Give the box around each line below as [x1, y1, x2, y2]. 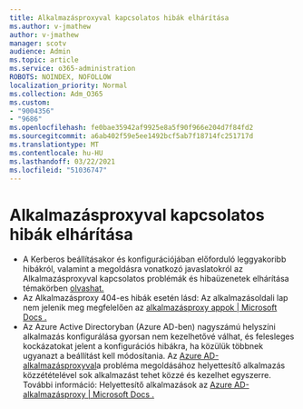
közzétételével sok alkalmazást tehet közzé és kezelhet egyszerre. [22, 370, 272, 381]
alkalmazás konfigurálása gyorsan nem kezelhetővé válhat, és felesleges [22, 331, 295, 342]
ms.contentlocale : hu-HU [9, 148, 103, 157]
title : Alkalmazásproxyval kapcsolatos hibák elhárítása [9, 13, 230, 23]
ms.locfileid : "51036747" [9, 165, 107, 175]
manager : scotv [9, 38, 67, 48]
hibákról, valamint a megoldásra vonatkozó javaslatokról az [22, 264, 243, 274]
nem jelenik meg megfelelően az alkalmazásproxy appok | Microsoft [22, 302, 278, 314]
